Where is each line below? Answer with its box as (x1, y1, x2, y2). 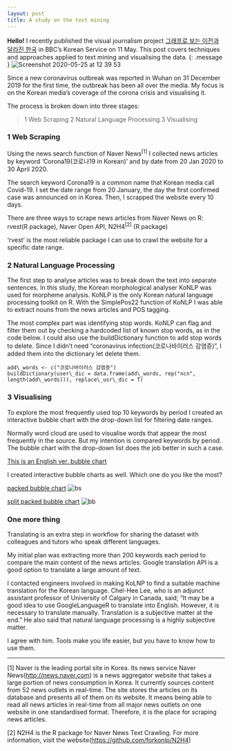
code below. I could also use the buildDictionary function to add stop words (7, 333, 222, 342)
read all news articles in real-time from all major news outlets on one (7, 701, 202, 709)
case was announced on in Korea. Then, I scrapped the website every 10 (7, 193, 214, 201)
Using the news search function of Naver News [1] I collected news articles (7, 148, 218, 158)
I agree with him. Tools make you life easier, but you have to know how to (7, 637, 215, 645)
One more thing (7, 514, 61, 524)
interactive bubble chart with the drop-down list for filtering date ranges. (7, 416, 213, 424)
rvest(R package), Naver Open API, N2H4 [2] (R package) (7, 221, 168, 231)
